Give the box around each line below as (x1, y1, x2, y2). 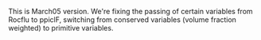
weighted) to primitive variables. (8, 24, 114, 32)
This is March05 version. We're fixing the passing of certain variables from (8, 7, 253, 16)
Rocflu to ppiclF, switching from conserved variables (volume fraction (8, 15, 237, 24)
